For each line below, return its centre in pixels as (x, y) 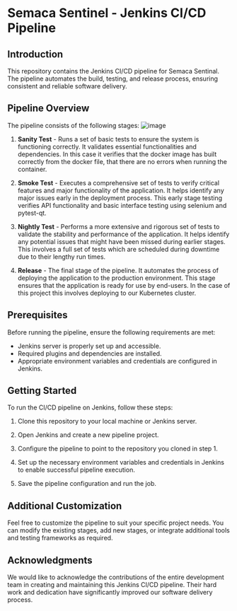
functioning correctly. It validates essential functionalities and (107, 146)
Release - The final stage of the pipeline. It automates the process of (118, 270)
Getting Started (42, 391)
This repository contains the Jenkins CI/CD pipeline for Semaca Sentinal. (114, 71)
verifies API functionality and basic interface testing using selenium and (122, 205)
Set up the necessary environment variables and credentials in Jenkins (121, 462)
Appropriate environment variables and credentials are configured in (117, 361)
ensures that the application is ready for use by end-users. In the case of (124, 285)
